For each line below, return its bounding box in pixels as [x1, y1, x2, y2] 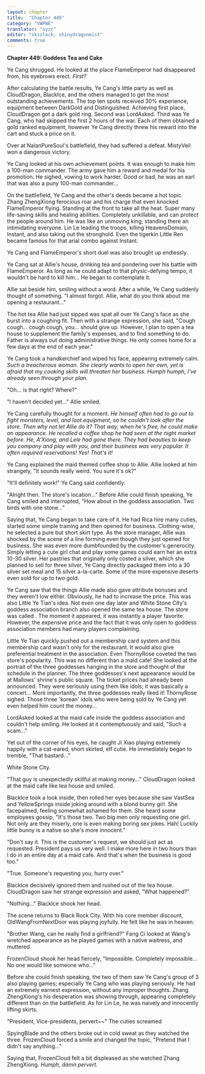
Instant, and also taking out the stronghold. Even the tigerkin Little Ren [7, 231, 184, 237]
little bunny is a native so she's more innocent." [7, 827, 126, 833]
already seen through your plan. [7, 375, 88, 381]
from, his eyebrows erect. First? [7, 73, 87, 80]
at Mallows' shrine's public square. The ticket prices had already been [7, 676, 184, 683]
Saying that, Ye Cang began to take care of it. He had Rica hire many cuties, [7, 516, 198, 523]
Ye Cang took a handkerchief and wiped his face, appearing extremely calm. [7, 355, 199, 362]
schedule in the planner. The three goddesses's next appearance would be [7, 669, 196, 677]
